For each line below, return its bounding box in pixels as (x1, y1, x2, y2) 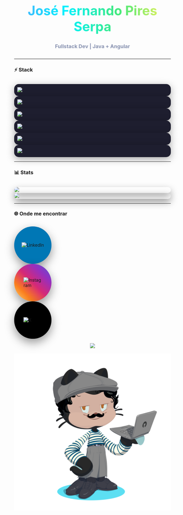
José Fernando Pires (27, 2, 158, 18)
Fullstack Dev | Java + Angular (55, 42, 130, 49)
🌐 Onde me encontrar (14, 210, 68, 217)
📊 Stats (14, 169, 34, 176)
